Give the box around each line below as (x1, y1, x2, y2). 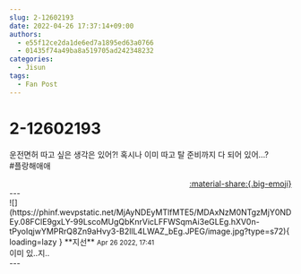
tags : (9, 72, 30, 81)
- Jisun (17, 64, 47, 73)
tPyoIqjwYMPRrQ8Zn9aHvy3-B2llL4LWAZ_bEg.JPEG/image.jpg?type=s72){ (9, 226, 290, 236)
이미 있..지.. (9, 247, 50, 258)
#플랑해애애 (9, 160, 51, 171)
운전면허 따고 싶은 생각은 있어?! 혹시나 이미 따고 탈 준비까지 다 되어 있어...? (9, 149, 269, 159)
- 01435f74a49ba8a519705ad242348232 (17, 47, 154, 56)
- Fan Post (17, 80, 58, 89)
